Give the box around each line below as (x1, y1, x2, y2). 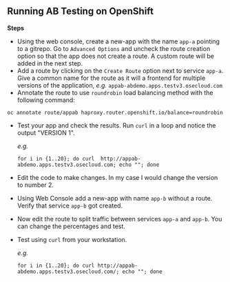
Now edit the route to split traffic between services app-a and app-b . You (17, 214, 222, 223)
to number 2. (17, 181, 54, 189)
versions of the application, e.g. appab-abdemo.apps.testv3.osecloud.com (17, 81, 222, 89)
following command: (17, 96, 76, 104)
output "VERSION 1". (17, 128, 76, 137)
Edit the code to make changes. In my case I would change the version (17, 173, 218, 181)
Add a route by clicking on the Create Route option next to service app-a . (17, 66, 224, 74)
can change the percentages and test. (17, 222, 126, 230)
